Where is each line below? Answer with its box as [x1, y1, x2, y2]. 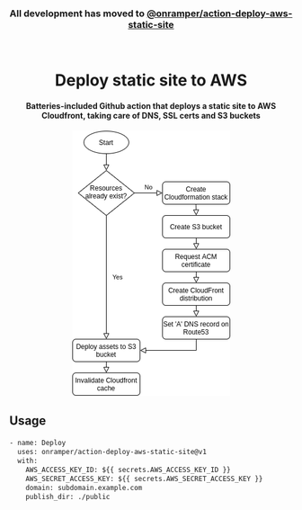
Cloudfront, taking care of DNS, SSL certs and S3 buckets [41, 111, 261, 121]
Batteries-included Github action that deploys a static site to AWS [25, 101, 277, 112]
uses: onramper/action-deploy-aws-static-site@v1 [17, 447, 207, 456]
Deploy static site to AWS [54, 70, 248, 91]
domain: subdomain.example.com [25, 483, 143, 492]
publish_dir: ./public [25, 492, 111, 501]
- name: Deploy [9, 438, 67, 447]
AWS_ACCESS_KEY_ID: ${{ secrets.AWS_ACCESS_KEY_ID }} [25, 465, 231, 474]
